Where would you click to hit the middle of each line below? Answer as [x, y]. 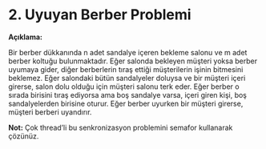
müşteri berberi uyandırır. [50, 112]
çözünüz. [24, 136]
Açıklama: [25, 37]
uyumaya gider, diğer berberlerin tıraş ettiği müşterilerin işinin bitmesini [126, 69]
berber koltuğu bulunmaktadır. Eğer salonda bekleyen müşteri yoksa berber [133, 61]
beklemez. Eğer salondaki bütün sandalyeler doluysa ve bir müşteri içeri [127, 78]
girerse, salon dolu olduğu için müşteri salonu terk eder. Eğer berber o [124, 87]
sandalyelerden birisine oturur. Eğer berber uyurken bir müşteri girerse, [126, 103]
